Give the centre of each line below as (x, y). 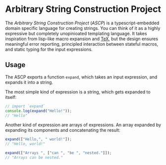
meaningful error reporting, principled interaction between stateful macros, (82, 44)
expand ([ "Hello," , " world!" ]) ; (38, 139)
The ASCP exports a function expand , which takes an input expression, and (81, 77)
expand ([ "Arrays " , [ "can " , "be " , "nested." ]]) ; (58, 153)
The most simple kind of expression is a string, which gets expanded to (78, 92)
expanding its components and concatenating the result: (63, 130)
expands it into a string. (29, 82)
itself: (11, 97)
